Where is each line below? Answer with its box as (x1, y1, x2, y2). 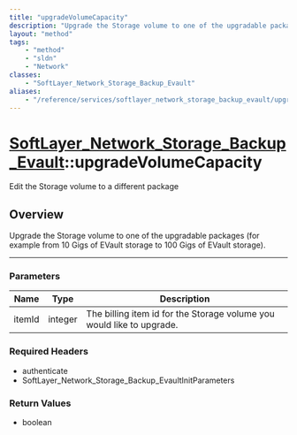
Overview (9, 207, 65, 222)
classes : (9, 71, 42, 80)
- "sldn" (25, 54, 57, 63)
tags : (9, 37, 29, 47)
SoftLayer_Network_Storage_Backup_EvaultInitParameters (21, 375, 235, 385)
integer (48, 313, 78, 325)
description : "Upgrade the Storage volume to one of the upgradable (9, 21, 267, 30)
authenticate (21, 365, 68, 376)
